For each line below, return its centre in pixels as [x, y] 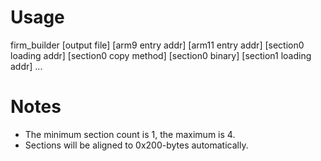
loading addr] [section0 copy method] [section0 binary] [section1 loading [161, 55]
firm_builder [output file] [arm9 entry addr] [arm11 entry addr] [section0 [157, 45]
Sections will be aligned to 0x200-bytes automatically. [136, 145]
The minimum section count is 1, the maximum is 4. [130, 134]
